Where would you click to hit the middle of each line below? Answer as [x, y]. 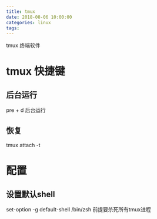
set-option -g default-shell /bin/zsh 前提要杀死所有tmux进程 [78, 210]
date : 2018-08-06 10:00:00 [39, 17]
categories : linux [29, 22]
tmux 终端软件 [23, 45]
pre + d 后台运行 [26, 110]
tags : [13, 28]
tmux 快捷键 [36, 72]
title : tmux [21, 11]
